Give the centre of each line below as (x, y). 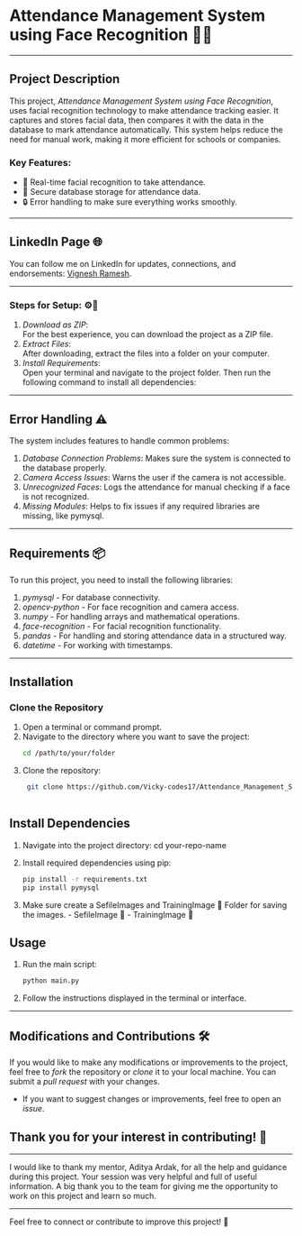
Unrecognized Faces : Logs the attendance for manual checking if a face (156, 487)
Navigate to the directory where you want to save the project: (136, 737)
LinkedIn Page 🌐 (56, 242)
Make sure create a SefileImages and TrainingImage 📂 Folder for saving (155, 905)
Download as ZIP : (55, 325)
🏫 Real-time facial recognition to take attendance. (114, 182)
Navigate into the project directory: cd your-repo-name (124, 845)
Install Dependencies (70, 824)
